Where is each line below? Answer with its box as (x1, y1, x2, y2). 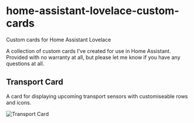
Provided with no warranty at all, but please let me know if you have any (6, 54, 180, 61)
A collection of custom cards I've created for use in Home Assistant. (6, 47, 172, 54)
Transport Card (6, 77, 63, 87)
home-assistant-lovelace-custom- (6, 4, 179, 18)
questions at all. (6, 60, 45, 67)
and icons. (6, 99, 32, 106)
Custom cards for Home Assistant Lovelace (6, 36, 112, 43)
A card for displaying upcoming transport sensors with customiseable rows (6, 92, 188, 99)
